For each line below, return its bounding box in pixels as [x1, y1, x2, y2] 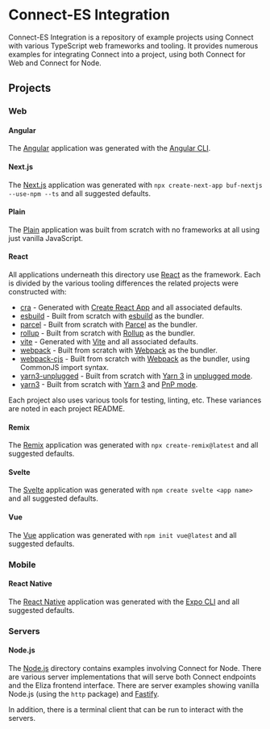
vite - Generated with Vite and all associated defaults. [19, 337, 199, 347]
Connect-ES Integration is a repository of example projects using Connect [8, 32, 254, 42]
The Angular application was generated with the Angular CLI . [8, 144, 211, 153]
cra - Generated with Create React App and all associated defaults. [19, 302, 243, 312]
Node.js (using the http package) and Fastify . [8, 689, 160, 698]
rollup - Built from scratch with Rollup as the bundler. [19, 328, 196, 338]
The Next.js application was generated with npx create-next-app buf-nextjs [8, 180, 263, 190]
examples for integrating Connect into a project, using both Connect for [8, 49, 246, 59]
